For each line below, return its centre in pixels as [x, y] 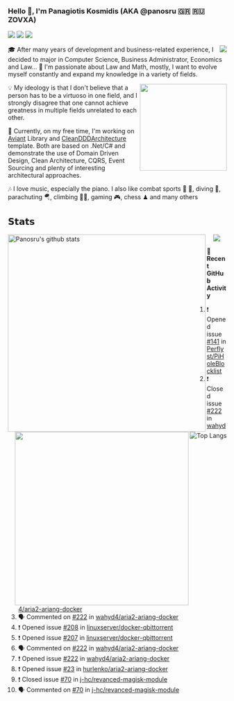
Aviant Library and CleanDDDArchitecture [67, 139]
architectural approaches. [45, 176]
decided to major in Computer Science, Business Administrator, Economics [115, 60]
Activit [216, 288]
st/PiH [215, 356]
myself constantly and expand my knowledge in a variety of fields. [103, 74]
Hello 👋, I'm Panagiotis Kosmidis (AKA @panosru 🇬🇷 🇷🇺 [107, 11]
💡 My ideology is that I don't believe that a [68, 88]
